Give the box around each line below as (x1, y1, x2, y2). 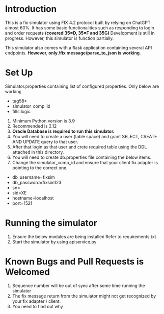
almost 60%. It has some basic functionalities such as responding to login (5, 24, 155, 30)
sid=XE (12, 190, 27, 195)
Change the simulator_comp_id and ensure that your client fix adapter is (12, 159, 158, 165)
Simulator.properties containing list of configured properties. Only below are (5, 83, 159, 89)
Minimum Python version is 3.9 (12, 118, 75, 123)
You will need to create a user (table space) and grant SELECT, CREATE (12, 133, 157, 139)
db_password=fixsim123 (12, 179, 62, 185)
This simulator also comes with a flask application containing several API (5, 45, 152, 50)
